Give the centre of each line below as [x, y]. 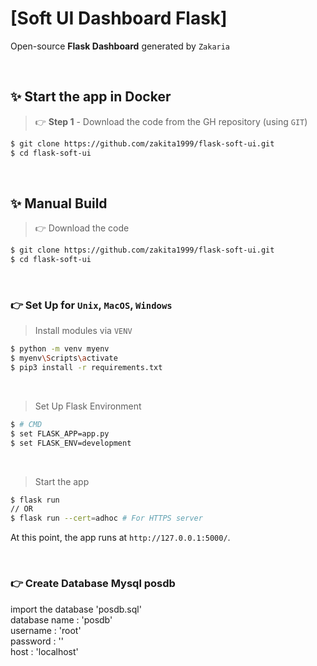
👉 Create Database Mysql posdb [93, 584]
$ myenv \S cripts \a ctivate [64, 358]
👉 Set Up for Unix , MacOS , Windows [91, 305]
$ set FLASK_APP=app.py [60, 433]
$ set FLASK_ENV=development [71, 443]
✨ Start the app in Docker [91, 97]
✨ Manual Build [59, 203]
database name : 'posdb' [61, 619]
